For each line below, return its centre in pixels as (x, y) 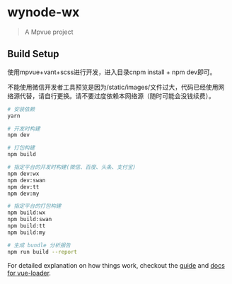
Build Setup (33, 54)
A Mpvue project (49, 32)
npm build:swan (30, 220)
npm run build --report (42, 252)
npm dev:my (23, 194)
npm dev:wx (23, 174)
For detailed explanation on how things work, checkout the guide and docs (116, 265)
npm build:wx (27, 213)
